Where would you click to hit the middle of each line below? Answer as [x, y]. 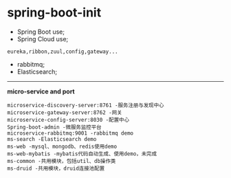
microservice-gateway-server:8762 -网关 [65, 112]
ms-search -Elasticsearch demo [52, 139]
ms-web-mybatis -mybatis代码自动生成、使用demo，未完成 [82, 154]
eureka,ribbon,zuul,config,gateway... [63, 52]
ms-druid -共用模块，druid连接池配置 [56, 168]
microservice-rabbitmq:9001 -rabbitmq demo [70, 133]
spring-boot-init [54, 13]
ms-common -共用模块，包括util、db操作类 [62, 161]
